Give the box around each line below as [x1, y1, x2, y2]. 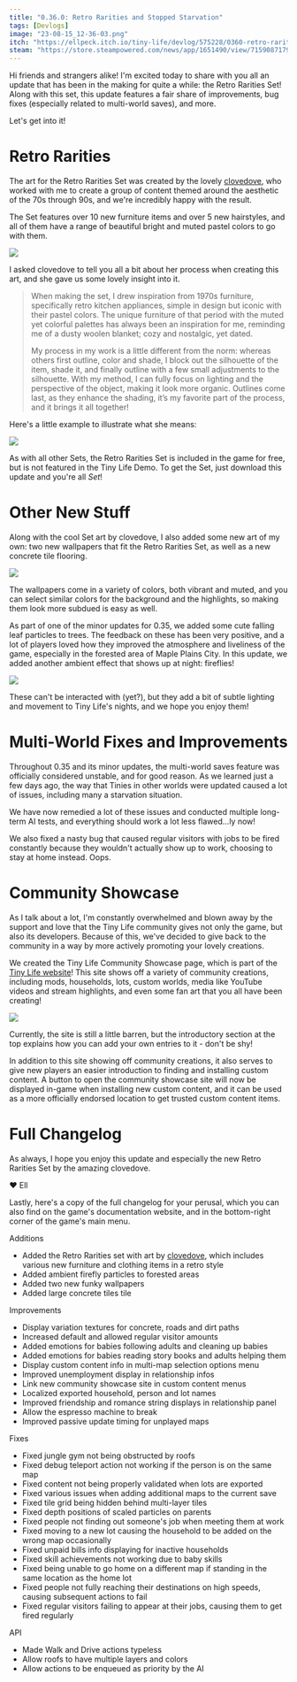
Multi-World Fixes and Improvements [9, 732, 288, 752]
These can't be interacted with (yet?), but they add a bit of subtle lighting [9, 692, 275, 702]
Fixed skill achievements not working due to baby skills [21, 1554, 223, 1564]
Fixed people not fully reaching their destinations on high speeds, [21, 1581, 261, 1593]
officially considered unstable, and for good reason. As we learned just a [9, 771, 274, 781]
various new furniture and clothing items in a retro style [21, 1259, 224, 1270]
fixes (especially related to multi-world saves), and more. [9, 98, 217, 109]
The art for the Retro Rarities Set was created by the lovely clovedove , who [9, 176, 282, 187]
